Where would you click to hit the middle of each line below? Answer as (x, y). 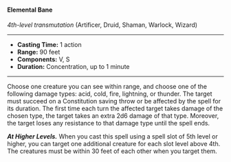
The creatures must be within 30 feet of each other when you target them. (112, 151)
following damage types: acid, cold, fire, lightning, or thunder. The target (110, 94)
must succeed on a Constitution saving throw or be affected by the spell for (114, 101)
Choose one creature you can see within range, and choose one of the (107, 87)
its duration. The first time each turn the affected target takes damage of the (115, 109)
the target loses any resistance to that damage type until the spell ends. (109, 123)
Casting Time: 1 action (49, 45)
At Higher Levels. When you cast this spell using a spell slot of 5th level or (113, 136)
